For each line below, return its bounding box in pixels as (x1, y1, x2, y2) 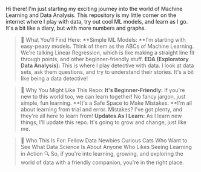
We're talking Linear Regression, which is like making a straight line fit (20, 49, 195, 56)
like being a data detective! (20, 75, 88, 82)
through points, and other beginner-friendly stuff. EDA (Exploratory (20, 56, 189, 62)
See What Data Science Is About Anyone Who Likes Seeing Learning (20, 144, 192, 150)
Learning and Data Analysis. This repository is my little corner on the (5, 12, 177, 19)
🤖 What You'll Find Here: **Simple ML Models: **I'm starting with (20, 36, 186, 43)
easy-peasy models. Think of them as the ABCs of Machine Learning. (20, 42, 194, 50)
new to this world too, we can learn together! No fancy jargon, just (20, 93, 186, 100)
